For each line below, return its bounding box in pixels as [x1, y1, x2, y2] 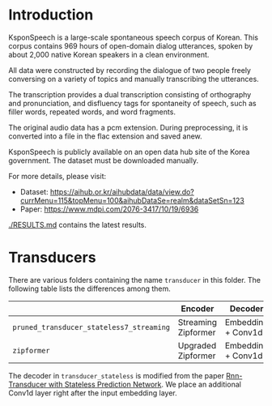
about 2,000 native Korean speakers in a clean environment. [8, 49, 210, 59]
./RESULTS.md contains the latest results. [8, 220, 147, 229]
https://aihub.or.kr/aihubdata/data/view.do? [49, 186, 194, 196]
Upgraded [177, 340, 217, 351]
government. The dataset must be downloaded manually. [8, 156, 199, 165]
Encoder [181, 302, 215, 314]
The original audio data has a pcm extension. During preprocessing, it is [8, 122, 249, 132]
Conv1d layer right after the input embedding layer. [8, 387, 178, 398]
